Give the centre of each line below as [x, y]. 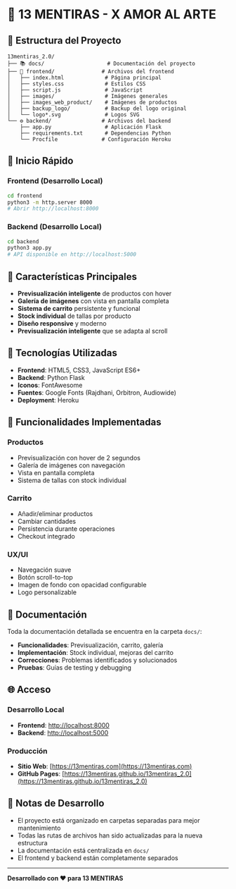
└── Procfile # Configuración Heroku [96, 140]
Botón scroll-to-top [45, 577]
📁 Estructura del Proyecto [64, 41]
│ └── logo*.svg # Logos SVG [73, 115]
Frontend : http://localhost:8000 [64, 725]
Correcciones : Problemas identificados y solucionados [97, 660]
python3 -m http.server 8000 [50, 202]
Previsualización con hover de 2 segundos [79, 458]
